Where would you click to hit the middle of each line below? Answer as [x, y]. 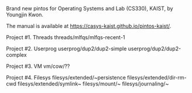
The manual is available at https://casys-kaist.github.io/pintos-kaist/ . [89, 26]
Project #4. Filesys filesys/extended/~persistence [66, 77]
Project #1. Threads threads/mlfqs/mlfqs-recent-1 [66, 37]
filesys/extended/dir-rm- [157, 77]
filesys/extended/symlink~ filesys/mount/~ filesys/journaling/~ [93, 84]
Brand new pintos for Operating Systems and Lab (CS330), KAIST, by [90, 8]
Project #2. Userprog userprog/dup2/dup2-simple [66, 49]
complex [17, 55]
